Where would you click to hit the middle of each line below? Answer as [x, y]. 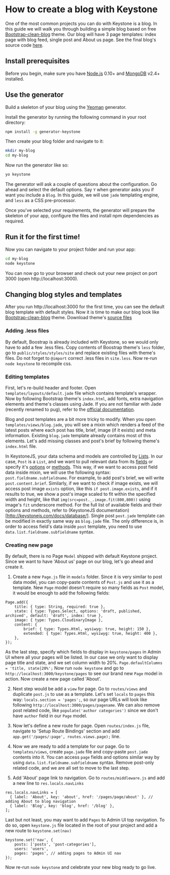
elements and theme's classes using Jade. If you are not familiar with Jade [83, 404]
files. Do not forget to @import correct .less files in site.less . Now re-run [81, 358]
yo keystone [18, 175]
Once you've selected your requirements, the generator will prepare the [80, 210]
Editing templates [27, 377]
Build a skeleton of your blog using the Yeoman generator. [66, 107]
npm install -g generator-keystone [43, 132]
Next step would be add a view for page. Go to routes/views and [80, 689]
